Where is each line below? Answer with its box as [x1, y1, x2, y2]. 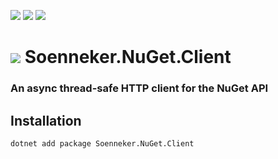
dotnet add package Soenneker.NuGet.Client [10, 138, 195, 149]
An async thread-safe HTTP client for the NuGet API [10, 81, 269, 95]
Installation [10, 112, 82, 129]
